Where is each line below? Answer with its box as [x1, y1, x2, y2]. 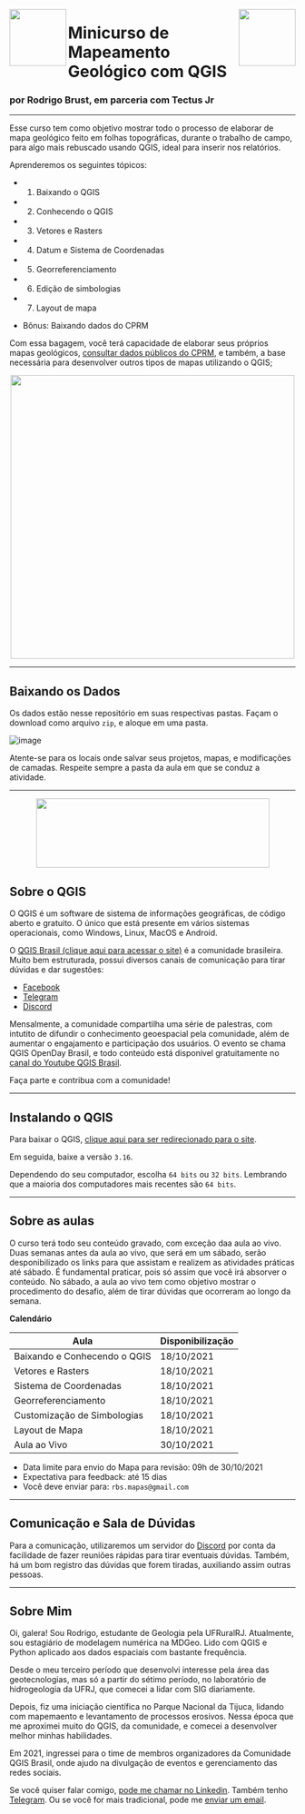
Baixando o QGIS [35, 187, 100, 198]
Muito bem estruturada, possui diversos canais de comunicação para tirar [9, 954, 286, 966]
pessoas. [9, 1569, 44, 1580]
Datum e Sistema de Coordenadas [35, 245, 165, 256]
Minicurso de [67, 23, 170, 44]
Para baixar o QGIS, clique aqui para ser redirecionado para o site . [9, 1133, 257, 1144]
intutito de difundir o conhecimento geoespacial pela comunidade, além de [9, 1029, 290, 1040]
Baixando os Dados [9, 684, 121, 699]
